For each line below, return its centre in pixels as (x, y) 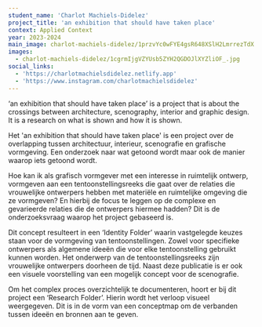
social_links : (31, 67)
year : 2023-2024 (35, 37)
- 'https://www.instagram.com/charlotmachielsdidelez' (107, 81)
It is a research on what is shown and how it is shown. (95, 120)
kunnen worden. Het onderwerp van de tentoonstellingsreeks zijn (114, 257)
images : (21, 52)
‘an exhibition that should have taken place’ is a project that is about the (124, 104)
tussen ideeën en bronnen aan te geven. (73, 314)
